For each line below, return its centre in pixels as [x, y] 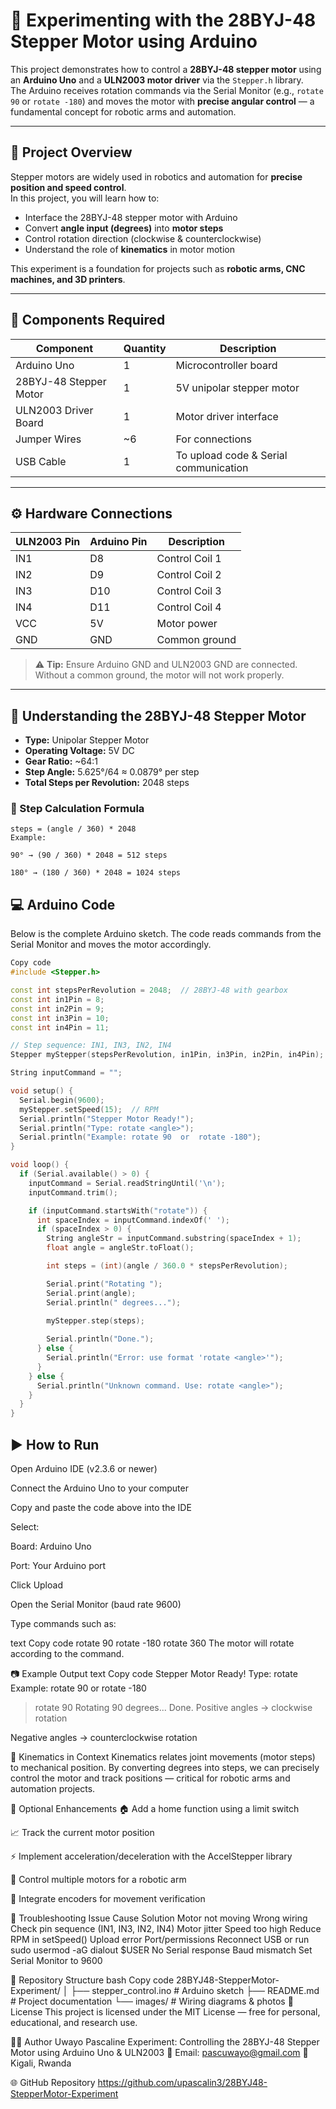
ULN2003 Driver [54, 410]
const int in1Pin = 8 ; [57, 999]
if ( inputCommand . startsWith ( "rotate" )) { [118, 1210]
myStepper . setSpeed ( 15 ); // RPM [89, 1109]
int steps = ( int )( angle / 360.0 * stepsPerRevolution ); [167, 1266]
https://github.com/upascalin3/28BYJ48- [182, 2082]
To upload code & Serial [231, 455]
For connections [213, 439]
